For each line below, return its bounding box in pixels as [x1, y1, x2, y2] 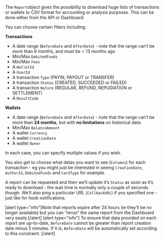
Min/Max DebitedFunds [12, 54, 58, 59]
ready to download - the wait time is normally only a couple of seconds [5, 185, 148, 190]
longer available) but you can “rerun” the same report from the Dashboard [5, 210, 154, 215]
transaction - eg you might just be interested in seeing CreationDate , [5, 164, 143, 170]
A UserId [12, 69, 30, 75]
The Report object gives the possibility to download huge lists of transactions [5, 4, 160, 10]
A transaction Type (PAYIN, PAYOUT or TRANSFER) [12, 75, 115, 80]
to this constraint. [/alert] [5, 231, 55, 236]
